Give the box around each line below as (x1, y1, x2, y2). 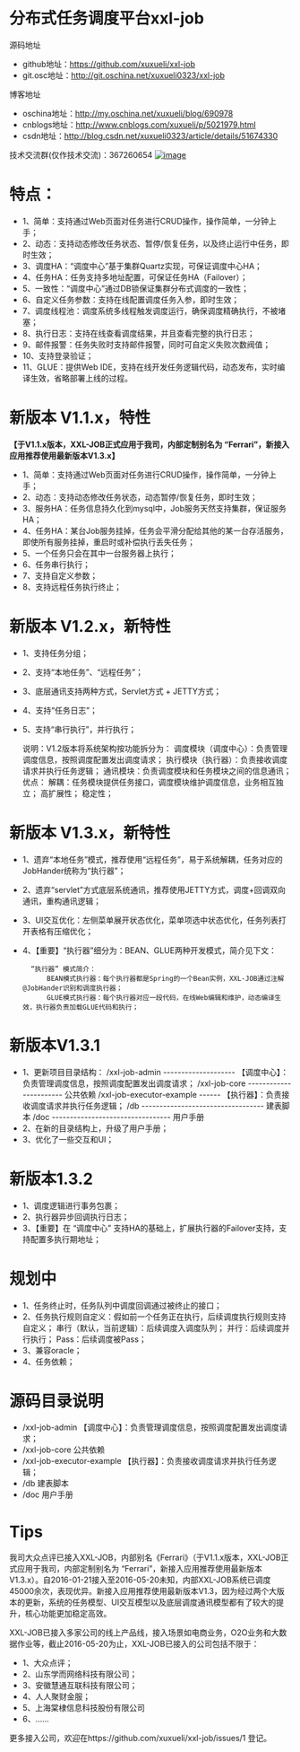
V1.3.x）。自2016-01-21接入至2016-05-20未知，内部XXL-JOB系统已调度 (9, 1574, 271, 1585)
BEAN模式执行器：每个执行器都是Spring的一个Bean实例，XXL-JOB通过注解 (46, 974, 285, 983)
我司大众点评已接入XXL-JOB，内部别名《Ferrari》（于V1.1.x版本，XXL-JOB (9, 1552, 281, 1563)
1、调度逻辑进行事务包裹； (21, 1200, 121, 1211)
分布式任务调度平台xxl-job (9, 8, 204, 29)
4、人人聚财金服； (21, 1691, 91, 1702)
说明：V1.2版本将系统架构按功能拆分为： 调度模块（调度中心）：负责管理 (21, 742, 288, 754)
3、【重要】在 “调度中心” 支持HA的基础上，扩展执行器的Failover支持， (21, 1222, 279, 1233)
